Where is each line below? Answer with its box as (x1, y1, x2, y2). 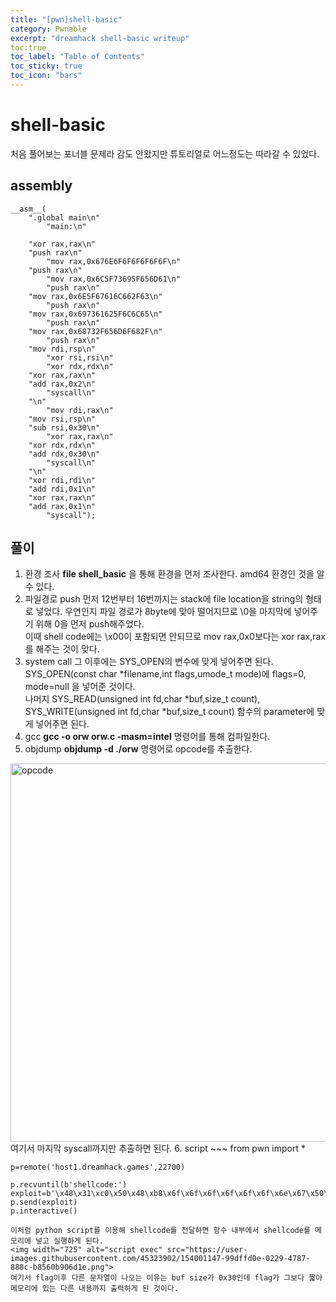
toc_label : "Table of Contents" (10, 52, 145, 62)
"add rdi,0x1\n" (28, 484, 97, 494)
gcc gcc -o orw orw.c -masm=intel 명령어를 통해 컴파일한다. (24, 731, 271, 743)
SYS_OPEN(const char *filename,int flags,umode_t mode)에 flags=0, (24, 668, 307, 680)
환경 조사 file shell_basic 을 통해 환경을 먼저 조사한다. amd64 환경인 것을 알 (24, 568, 325, 580)
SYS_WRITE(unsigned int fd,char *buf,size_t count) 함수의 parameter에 (24, 706, 315, 718)
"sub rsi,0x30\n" (28, 422, 101, 433)
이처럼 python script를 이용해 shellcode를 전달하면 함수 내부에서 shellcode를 (10, 1226, 311, 1236)
